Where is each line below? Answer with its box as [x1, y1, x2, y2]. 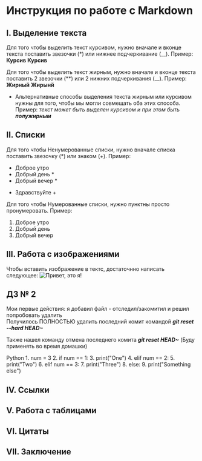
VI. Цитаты [6, 426, 50, 436]
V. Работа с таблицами [6, 405, 97, 416]
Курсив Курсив [6, 57, 47, 64]
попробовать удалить [6, 311, 62, 319]
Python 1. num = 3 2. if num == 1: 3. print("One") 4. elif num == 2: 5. [6, 354, 175, 362]
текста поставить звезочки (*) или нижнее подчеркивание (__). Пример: [6, 50, 194, 58]
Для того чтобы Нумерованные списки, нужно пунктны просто [6, 201, 170, 208]
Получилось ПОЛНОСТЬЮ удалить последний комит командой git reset [6, 318, 194, 325]
